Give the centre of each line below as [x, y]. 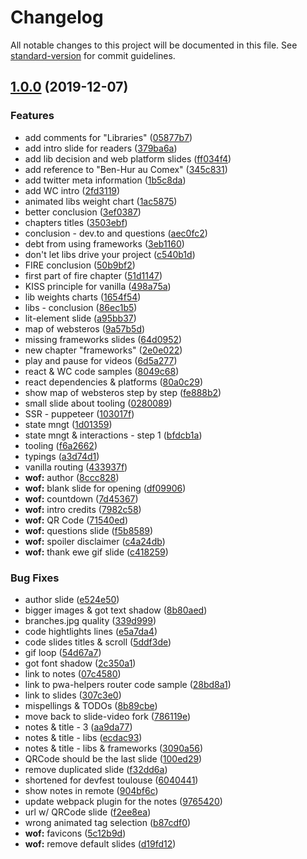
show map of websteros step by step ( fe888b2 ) [123, 392]
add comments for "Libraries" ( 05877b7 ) [108, 137]
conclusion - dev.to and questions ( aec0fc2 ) [116, 233]
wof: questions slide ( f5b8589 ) [89, 530]
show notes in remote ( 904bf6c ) [91, 790]
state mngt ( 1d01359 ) [68, 424]
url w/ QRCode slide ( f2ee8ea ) [88, 812]
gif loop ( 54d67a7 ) [63, 652]
